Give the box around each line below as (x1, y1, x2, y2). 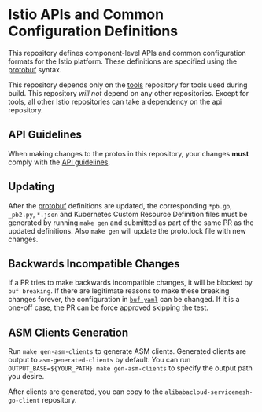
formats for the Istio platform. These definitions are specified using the (8, 57, 238, 66)
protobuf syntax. (8, 64, 62, 74)
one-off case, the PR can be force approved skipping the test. (8, 303, 208, 312)
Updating (8, 180, 55, 193)
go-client (8, 397, 41, 405)
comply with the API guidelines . (8, 157, 111, 167)
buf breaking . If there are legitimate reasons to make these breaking (8, 286, 230, 296)
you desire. (8, 372, 45, 381)
